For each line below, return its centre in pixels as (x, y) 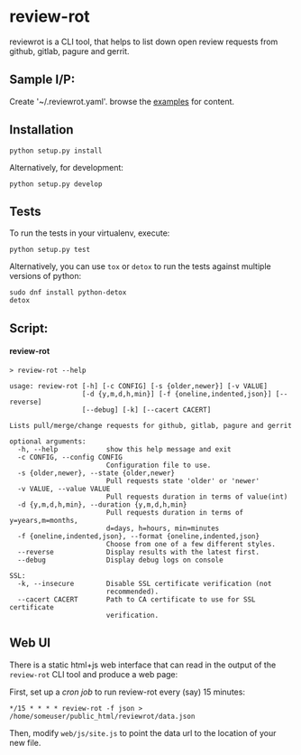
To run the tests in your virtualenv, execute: (90, 233)
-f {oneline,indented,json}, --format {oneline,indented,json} (138, 536)
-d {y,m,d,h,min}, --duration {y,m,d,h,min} (102, 504)
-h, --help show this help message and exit (124, 449)
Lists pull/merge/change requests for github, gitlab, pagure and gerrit (151, 425)
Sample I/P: (42, 80)
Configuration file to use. (159, 465)
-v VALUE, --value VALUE (64, 489)
